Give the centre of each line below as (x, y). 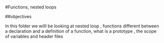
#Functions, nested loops (31, 7)
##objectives (18, 16)
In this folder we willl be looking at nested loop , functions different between (82, 26)
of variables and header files (34, 36)
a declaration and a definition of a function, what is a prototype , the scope (81, 31)
